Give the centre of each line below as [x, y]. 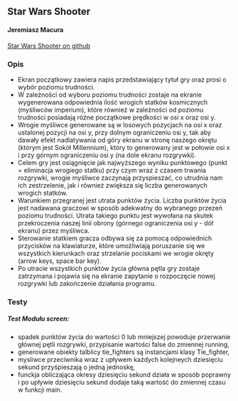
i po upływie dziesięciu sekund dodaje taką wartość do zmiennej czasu [121, 382]
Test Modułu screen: [38, 319]
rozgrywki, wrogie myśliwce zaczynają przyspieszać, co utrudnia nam [120, 178]
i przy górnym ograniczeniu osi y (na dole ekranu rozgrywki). [107, 155]
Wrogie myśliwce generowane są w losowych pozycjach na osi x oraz [120, 124]
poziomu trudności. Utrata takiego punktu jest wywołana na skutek [115, 215]
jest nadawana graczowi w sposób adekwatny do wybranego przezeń [120, 208]
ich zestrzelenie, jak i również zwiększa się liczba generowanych [113, 185]
